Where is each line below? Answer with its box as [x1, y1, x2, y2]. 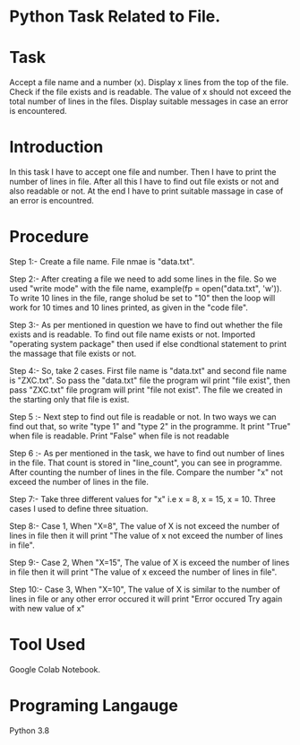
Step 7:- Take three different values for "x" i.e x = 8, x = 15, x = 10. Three [9, 494, 276, 504]
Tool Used [9, 635, 86, 655]
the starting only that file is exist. [9, 394, 130, 404]
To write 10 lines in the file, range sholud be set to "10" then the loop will [9, 293, 276, 303]
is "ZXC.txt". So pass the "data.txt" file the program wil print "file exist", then [9, 375, 291, 385]
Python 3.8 [9, 724, 50, 736]
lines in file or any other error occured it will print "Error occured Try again [9, 593, 283, 604]
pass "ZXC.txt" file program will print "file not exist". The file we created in [9, 385, 283, 395]
